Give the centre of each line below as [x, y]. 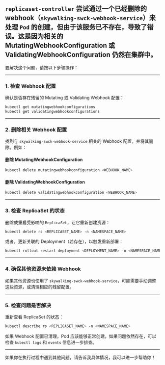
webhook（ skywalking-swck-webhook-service [74, 18]
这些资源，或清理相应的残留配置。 [40, 287]
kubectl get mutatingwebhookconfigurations [50, 107]
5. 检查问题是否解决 [28, 305]
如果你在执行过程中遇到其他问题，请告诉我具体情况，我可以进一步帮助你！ [80, 357]
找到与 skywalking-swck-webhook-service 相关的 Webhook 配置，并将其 [77, 141]
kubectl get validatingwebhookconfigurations [52, 111]
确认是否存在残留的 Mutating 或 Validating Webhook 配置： [65, 98]
